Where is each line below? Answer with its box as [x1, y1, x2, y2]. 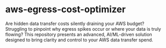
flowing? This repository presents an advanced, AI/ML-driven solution [5, 31, 152, 37]
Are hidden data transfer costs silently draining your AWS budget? [5, 20, 145, 27]
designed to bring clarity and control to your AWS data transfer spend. [5, 37, 153, 43]
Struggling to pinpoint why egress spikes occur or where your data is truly [5, 26, 161, 32]
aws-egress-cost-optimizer [5, 4, 126, 15]
